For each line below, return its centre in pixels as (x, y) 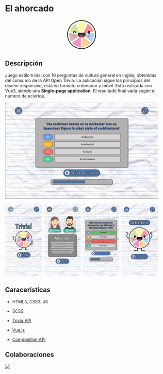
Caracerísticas (28, 290)
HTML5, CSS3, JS (30, 301)
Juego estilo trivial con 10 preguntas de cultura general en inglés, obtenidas (81, 75)
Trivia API (22, 320)
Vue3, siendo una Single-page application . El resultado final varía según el (80, 91)
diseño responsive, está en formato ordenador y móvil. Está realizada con (79, 85)
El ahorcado (30, 9)
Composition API (29, 339)
